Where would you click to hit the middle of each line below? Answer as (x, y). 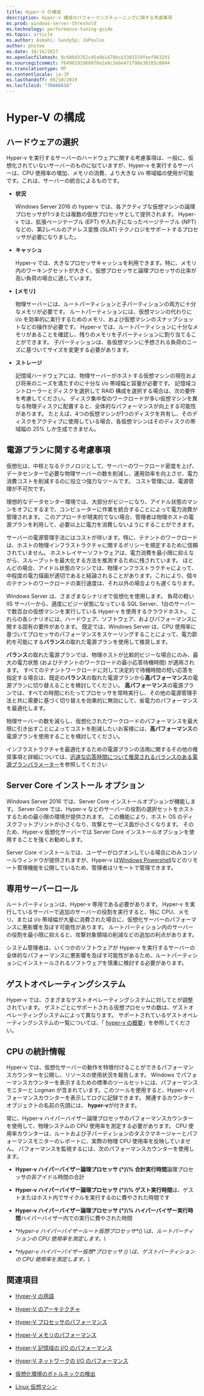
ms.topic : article (30, 35)
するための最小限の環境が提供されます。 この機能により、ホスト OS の (95, 817)
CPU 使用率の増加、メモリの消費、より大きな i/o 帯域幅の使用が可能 (108, 173)
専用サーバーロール (42, 889)
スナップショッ (175, 319)
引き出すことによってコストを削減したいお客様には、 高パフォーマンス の (107, 728)
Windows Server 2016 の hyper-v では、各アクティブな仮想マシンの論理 (105, 207)
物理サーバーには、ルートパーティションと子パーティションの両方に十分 (105, 304)
